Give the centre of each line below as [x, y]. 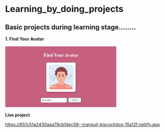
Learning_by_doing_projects [65, 9]
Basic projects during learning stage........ [71, 27]
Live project [17, 115]
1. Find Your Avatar [25, 39]
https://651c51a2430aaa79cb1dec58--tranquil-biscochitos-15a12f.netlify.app [82, 124]
